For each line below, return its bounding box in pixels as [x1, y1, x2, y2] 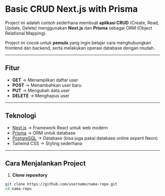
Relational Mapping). [5, 30, 47, 36]
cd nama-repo [5, 186, 32, 192]
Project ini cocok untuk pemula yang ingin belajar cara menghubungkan [5, 39, 151, 45]
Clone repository [12, 172, 48, 178]
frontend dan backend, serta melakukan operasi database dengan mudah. [5, 45, 155, 51]
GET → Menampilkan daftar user [12, 77, 79, 83]
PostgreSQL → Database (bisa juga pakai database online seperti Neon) [12, 135, 158, 141]
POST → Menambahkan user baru [12, 82, 82, 88]
